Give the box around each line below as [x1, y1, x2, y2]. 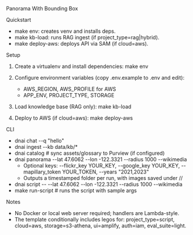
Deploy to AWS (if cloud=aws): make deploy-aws [14, 114, 133, 121]
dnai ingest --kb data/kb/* [14, 144, 78, 150]
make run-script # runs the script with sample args [14, 187, 137, 194]
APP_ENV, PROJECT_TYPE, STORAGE [23, 92, 115, 98]
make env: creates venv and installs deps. [14, 28, 116, 35]
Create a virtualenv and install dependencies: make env [14, 63, 149, 70]
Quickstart [6, 16, 32, 23]
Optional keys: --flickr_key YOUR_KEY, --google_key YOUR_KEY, [23, 162, 180, 169]
